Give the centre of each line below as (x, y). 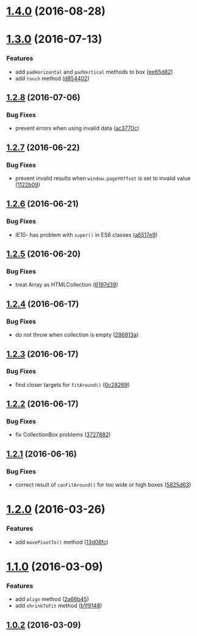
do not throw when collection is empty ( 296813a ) (77, 335)
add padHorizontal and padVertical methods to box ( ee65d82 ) (94, 72)
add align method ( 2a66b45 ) (52, 599)
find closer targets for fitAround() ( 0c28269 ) (72, 384)
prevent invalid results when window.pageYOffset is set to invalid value (103, 178)
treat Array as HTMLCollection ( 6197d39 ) (67, 285)
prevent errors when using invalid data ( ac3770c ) (77, 128)
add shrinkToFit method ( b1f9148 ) (59, 606)
